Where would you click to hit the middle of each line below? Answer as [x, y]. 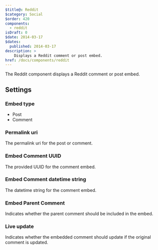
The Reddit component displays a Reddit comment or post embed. [73, 74]
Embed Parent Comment [35, 203]
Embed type [20, 104]
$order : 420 [17, 19]
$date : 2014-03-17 [24, 37]
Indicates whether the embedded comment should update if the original [78, 237]
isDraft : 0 [16, 33]
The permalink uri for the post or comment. [49, 143]
